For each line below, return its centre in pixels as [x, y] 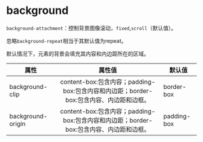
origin [18, 123]
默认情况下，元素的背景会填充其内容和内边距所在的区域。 [78, 53]
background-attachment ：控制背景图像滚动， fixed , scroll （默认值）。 [92, 28]
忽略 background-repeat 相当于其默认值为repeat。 [66, 40]
